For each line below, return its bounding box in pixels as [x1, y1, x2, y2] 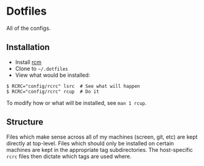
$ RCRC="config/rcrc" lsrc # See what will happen [6, 83, 140, 89]
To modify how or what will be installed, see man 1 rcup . [6, 99, 147, 106]
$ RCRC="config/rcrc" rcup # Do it [6, 88, 99, 95]
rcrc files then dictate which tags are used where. [6, 153, 132, 160]
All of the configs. [6, 24, 51, 32]
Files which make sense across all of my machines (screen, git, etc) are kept [6, 133, 198, 140]
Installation [6, 42, 50, 52]
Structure [6, 117, 44, 128]
